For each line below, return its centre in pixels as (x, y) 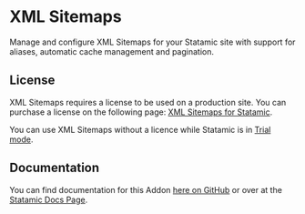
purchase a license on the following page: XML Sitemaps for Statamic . (141, 112)
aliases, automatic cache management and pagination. (112, 51)
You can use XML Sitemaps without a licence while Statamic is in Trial (140, 129)
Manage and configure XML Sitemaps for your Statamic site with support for (152, 42)
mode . (21, 139)
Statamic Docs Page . (49, 199)
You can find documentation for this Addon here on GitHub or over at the (146, 189)
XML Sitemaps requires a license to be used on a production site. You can (148, 102)
